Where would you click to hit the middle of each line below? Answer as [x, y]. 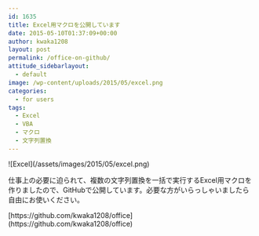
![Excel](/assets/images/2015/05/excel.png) [79, 164]
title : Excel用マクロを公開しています [64, 25]
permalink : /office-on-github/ [59, 58]
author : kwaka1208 [38, 42]
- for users [35, 99]
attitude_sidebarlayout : [49, 67]
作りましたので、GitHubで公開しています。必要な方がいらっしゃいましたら [129, 190]
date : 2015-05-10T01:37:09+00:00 [63, 33]
